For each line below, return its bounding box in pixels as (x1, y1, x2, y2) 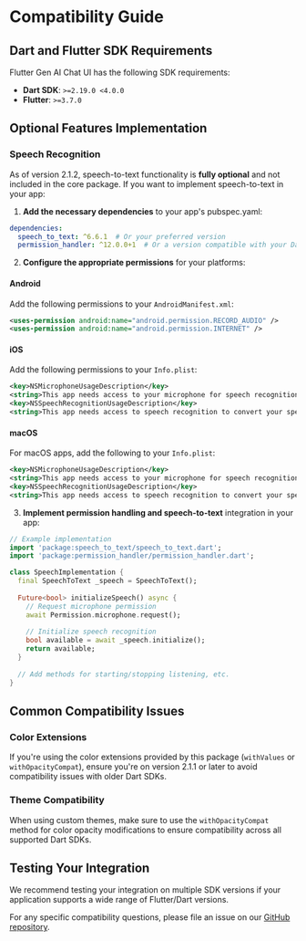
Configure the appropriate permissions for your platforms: (22, 257, 246, 268)
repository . (9, 922, 50, 933)
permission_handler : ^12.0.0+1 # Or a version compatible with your (17, 240, 287, 250)
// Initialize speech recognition (25, 627, 157, 636)
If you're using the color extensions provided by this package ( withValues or (9, 751, 296, 763)
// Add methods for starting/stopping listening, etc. (17, 669, 230, 679)
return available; (25, 644, 96, 653)
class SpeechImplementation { (9, 568, 125, 577)
